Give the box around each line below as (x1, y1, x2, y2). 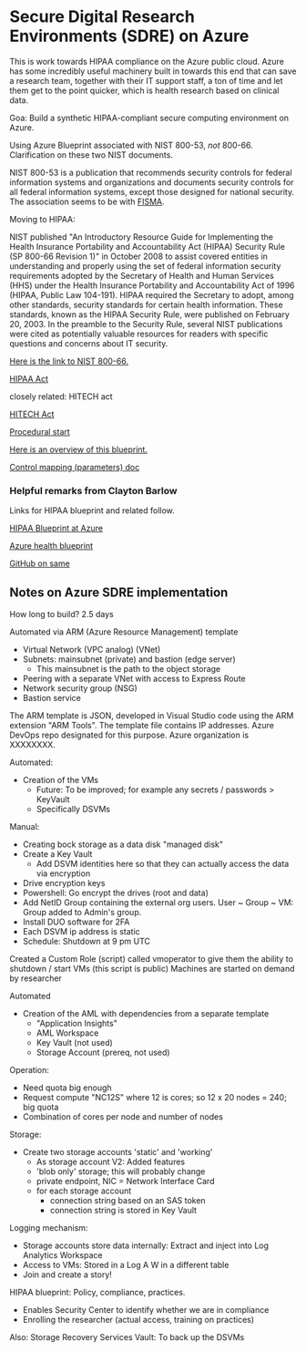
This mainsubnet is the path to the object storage (36, 664, 221, 675)
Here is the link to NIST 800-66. (9, 356, 129, 366)
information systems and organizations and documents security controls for (9, 176, 294, 188)
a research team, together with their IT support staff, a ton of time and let (9, 75, 284, 86)
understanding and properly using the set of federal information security (9, 260, 281, 271)
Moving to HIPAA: (9, 213, 76, 224)
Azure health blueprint (9, 541, 94, 552)
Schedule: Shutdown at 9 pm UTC (22, 936, 150, 947)
